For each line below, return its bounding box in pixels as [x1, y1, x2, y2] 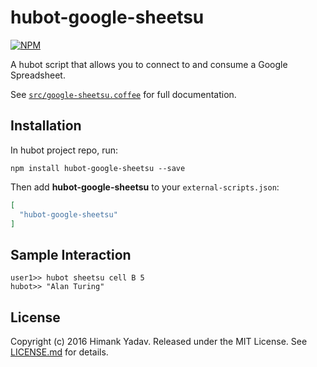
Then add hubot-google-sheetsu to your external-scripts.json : [10, 181, 280, 193]
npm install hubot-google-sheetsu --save [10, 163, 186, 173]
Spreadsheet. [10, 69, 66, 81]
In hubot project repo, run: [10, 144, 119, 156]
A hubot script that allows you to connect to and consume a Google [10, 58, 288, 70]
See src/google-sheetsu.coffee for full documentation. [10, 88, 237, 100]
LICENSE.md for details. [10, 346, 109, 358]
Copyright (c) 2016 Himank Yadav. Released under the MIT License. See [10, 336, 308, 347]
